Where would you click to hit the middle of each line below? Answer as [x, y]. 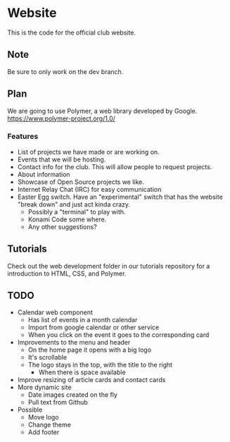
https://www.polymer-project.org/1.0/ [62, 118]
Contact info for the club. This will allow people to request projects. [115, 166]
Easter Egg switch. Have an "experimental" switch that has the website [120, 197]
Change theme [50, 425]
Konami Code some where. [67, 219]
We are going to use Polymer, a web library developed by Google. [102, 111]
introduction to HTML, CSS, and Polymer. [67, 274]
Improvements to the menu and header [74, 343]
